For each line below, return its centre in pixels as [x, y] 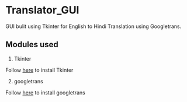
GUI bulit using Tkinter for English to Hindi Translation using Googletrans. [93, 26]
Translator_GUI [42, 10]
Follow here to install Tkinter [39, 70]
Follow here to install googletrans [45, 92]
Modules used [32, 45]
